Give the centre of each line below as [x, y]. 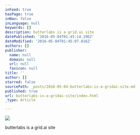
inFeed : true [18, 10]
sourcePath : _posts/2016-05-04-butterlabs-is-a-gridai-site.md [70, 87]
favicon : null [23, 69]
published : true [21, 91]
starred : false [20, 82]
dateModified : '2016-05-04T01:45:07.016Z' [48, 41]
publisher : [16, 50]
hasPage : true [19, 14]
